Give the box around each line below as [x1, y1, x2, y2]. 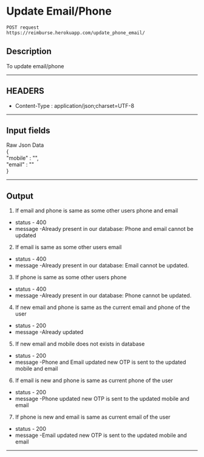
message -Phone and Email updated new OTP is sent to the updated [15, 358, 186, 366]
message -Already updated [15, 328, 84, 336]
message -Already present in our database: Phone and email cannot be [15, 225, 194, 233]
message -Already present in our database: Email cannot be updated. [15, 262, 189, 269]
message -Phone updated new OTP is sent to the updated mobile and [15, 395, 190, 403]
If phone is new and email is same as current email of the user [15, 413, 171, 421]
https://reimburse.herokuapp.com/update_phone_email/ [6, 29, 146, 36]
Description [6, 46, 52, 57]
